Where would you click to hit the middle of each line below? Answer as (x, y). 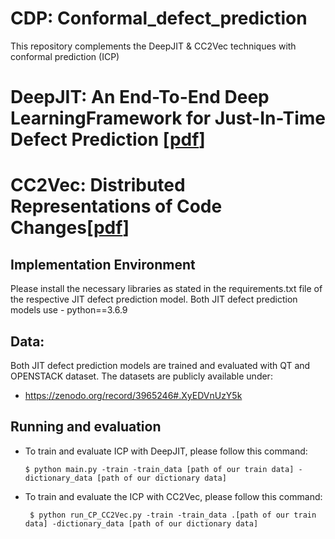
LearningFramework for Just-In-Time (168, 118)
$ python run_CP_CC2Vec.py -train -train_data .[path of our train (173, 515)
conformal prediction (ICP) (65, 56)
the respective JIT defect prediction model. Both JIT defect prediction (154, 299)
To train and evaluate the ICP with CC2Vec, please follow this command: (173, 496)
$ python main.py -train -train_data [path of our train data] (159, 469)
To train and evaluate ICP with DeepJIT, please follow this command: (166, 451)
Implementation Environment (103, 264)
